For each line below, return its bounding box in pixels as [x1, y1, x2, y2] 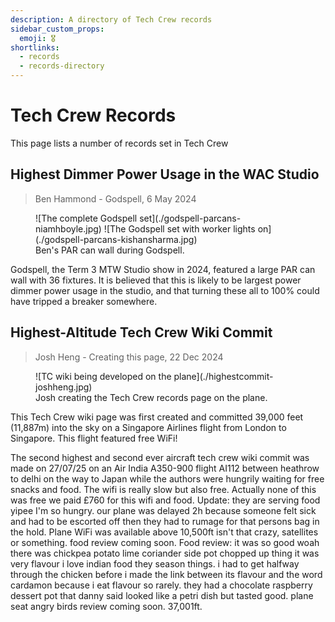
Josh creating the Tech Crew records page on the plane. [35, 391, 268, 403]
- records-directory [19, 61, 105, 71]
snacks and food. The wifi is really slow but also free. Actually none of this [10, 483, 317, 495]
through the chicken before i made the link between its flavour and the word [10, 568, 323, 580]
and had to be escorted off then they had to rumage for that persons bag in [10, 515, 320, 527]
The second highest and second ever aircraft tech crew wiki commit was [10, 451, 310, 463]
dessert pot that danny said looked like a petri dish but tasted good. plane [10, 589, 314, 601]
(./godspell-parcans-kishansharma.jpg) [35, 233, 198, 245]
